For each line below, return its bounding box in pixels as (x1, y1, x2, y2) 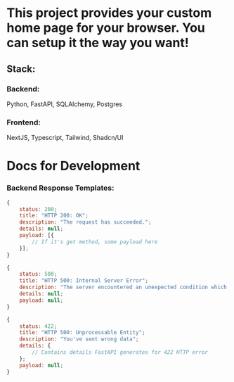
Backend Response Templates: (6, 183, 115, 193)
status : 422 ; (19, 322, 58, 330)
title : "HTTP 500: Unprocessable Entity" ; (19, 329, 145, 336)
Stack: (6, 63, 36, 75)
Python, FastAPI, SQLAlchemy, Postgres (6, 100, 123, 108)
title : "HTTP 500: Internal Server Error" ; (19, 277, 149, 284)
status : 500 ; (19, 271, 58, 278)
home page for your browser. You (6, 20, 205, 36)
